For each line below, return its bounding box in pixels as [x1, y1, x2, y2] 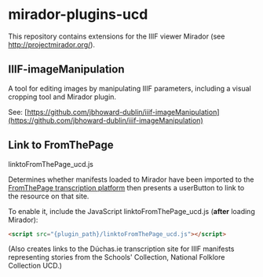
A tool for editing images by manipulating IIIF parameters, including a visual [8, 83, 251, 93]
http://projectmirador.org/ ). [8, 39, 96, 49]
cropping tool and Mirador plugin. [8, 92, 116, 102]
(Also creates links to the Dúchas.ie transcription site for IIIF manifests [8, 244, 235, 253]
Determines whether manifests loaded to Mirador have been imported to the [8, 175, 254, 184]
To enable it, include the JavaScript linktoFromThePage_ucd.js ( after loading [8, 206, 255, 216]
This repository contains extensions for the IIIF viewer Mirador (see [8, 31, 225, 41]
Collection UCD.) [8, 261, 63, 271]
